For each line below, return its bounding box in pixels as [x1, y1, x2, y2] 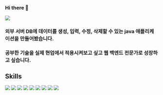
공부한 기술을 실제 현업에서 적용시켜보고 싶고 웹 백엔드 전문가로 [5, 49, 143, 56]
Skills [5, 72, 22, 80]
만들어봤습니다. [20, 35, 54, 42]
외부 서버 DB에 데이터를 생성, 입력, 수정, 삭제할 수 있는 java [5, 28, 135, 35]
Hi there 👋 [5, 4, 29, 11]
